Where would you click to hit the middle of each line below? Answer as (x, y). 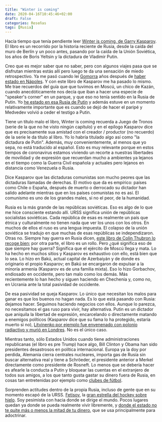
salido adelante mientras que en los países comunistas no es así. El (72, 193)
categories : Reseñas (26, 23)
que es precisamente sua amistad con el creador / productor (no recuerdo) (80, 132)
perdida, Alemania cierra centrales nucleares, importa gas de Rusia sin (75, 355)
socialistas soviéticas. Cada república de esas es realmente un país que (77, 218)
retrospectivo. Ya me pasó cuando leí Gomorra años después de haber (75, 76)
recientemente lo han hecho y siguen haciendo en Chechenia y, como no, (78, 279)
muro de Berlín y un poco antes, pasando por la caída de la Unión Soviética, (81, 52)
